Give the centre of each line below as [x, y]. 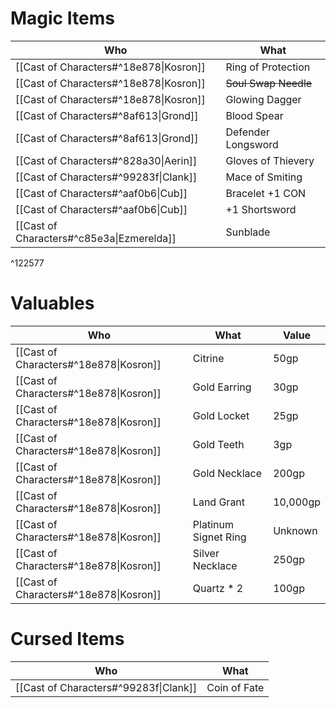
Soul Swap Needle [269, 83]
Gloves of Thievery [270, 160]
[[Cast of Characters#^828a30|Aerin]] [106, 160]
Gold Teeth [218, 444]
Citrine [208, 358]
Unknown [295, 530]
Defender [247, 132]
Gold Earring [222, 387]
